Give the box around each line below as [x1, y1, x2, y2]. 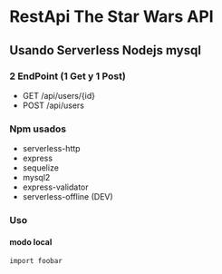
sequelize [22, 162, 59, 173]
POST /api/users [22, 100, 84, 111]
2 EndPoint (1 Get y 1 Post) [9, 70, 127, 83]
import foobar [9, 257, 63, 266]
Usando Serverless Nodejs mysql [9, 43, 202, 58]
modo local [9, 236, 53, 247]
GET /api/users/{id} [22, 90, 95, 101]
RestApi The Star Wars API [9, 6, 215, 27]
